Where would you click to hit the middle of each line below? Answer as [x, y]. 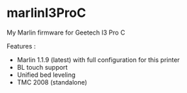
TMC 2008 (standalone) [52, 82]
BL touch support [42, 67]
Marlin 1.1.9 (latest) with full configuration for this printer [98, 60]
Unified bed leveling [46, 75]
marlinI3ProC [46, 13]
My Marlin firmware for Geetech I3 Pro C [66, 32]
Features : [21, 46]
